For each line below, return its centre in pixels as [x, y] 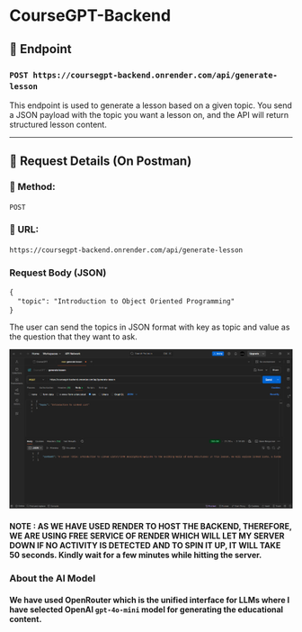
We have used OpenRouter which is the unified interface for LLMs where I [150, 600]
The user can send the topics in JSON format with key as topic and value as [150, 327]
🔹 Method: [32, 187]
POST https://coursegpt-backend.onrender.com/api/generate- [144, 75]
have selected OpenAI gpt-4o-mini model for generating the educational [147, 609]
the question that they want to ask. [73, 337]
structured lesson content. [58, 124]
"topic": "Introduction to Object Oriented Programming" [126, 302]
